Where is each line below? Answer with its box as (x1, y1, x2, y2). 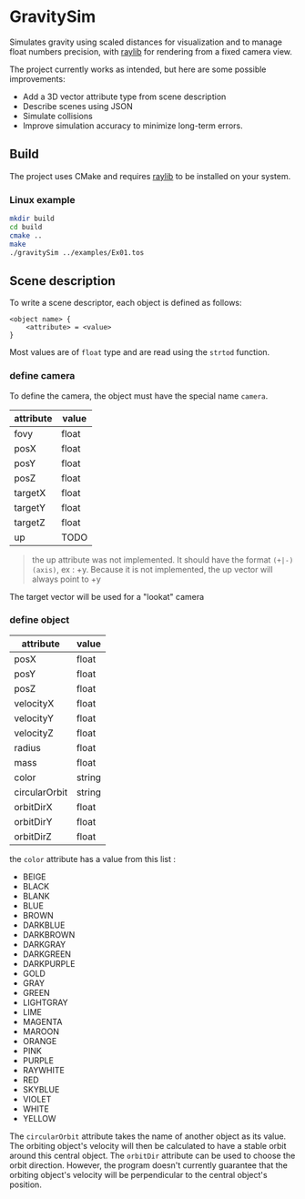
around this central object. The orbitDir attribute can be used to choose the (9, 1150, 296, 1161)
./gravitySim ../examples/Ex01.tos (9, 248, 145, 257)
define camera (9, 370, 76, 382)
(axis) (31, 565, 57, 574)
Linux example (9, 193, 76, 206)
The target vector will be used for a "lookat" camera (9, 591, 205, 602)
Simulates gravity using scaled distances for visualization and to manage (9, 36, 282, 47)
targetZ (14, 516, 46, 529)
